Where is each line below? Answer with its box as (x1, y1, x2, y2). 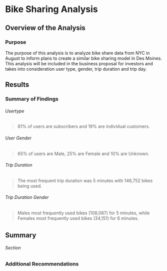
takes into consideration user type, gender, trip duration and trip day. (5, 66, 147, 72)
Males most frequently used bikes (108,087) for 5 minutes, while (17, 210, 150, 216)
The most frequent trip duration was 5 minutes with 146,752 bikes (17, 177, 153, 184)
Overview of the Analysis (5, 24, 86, 32)
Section (5, 245, 21, 251)
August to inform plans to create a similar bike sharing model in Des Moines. (5, 55, 162, 61)
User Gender (5, 134, 31, 141)
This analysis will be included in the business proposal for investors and (5, 60, 153, 66)
